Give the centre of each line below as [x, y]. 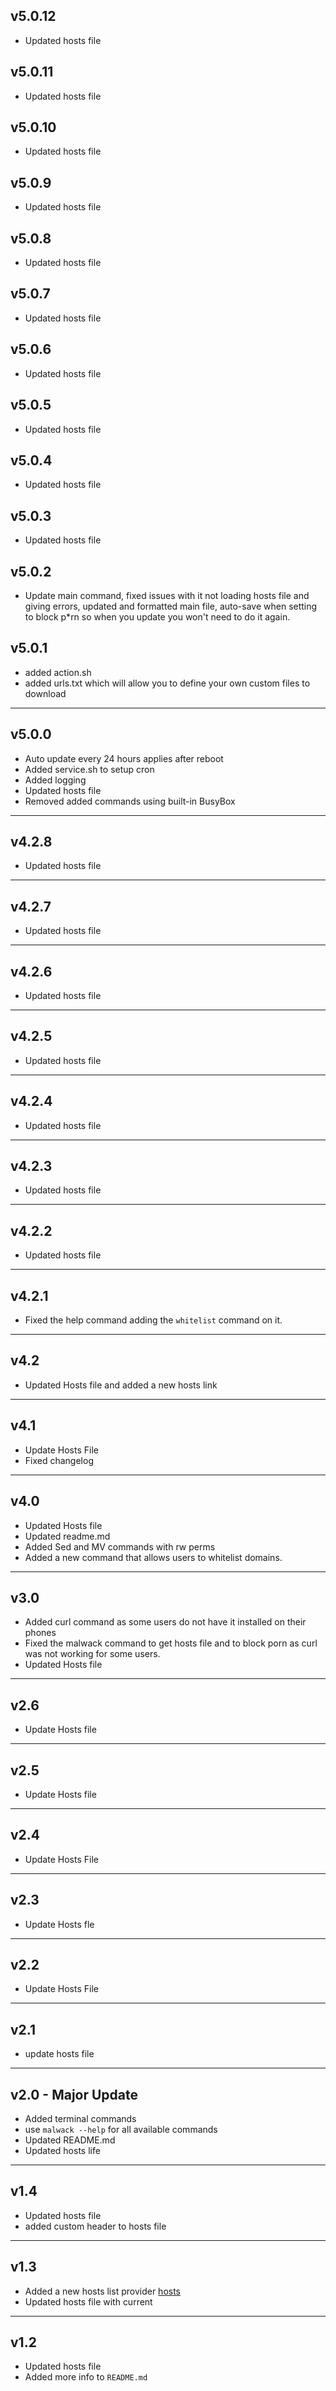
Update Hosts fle [59, 1924]
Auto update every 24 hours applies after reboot [124, 758]
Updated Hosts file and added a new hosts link [121, 1385]
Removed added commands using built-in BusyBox [130, 801]
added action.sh [58, 672]
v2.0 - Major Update [74, 2094]
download [45, 693]
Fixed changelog [59, 1460]
